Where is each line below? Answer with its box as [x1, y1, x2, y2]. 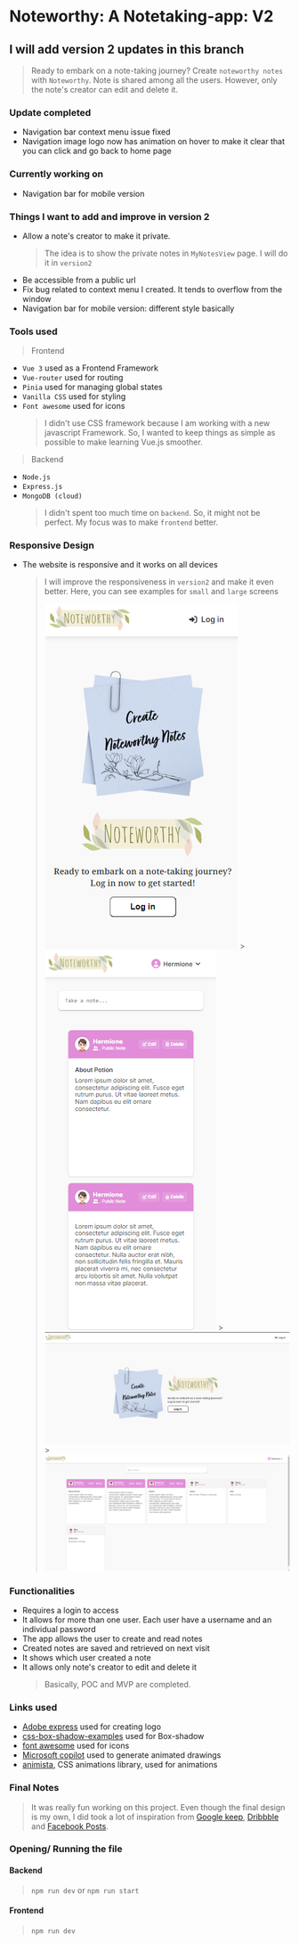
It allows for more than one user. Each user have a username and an [21, 1614, 272, 1625]
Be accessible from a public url [21, 274, 136, 285]
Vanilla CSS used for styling [21, 391, 126, 402]
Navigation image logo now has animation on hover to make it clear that [21, 136, 285, 147]
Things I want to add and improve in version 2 [9, 210, 210, 223]
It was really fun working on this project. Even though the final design [30, 1801, 286, 1812]
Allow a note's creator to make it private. [21, 230, 171, 241]
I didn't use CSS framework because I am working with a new [44, 418, 271, 429]
